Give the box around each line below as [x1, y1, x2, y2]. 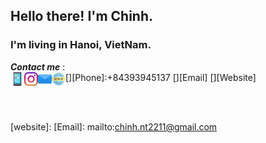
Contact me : [10, 60, 66, 73]
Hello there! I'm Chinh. [10, 8, 153, 25]
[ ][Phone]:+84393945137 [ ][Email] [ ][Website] [65, 71, 257, 83]
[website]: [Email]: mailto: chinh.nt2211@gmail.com [10, 120, 218, 133]
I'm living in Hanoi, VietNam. [10, 38, 152, 52]
